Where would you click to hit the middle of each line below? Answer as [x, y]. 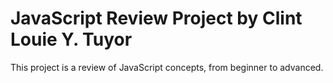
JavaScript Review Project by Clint [156, 18]
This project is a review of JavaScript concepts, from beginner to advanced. [167, 67]
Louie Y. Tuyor [71, 39]
